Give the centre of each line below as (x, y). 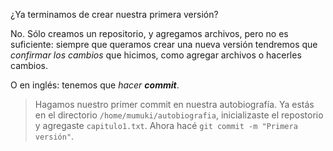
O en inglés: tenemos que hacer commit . (95, 85)
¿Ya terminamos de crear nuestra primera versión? (114, 14)
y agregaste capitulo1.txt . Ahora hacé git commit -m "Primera (166, 125)
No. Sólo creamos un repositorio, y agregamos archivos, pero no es (149, 33)
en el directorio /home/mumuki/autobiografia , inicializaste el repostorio (179, 115)
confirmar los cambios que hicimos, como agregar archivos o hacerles (156, 55)
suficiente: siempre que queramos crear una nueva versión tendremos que (164, 44)
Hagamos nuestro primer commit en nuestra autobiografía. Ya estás (174, 104)
